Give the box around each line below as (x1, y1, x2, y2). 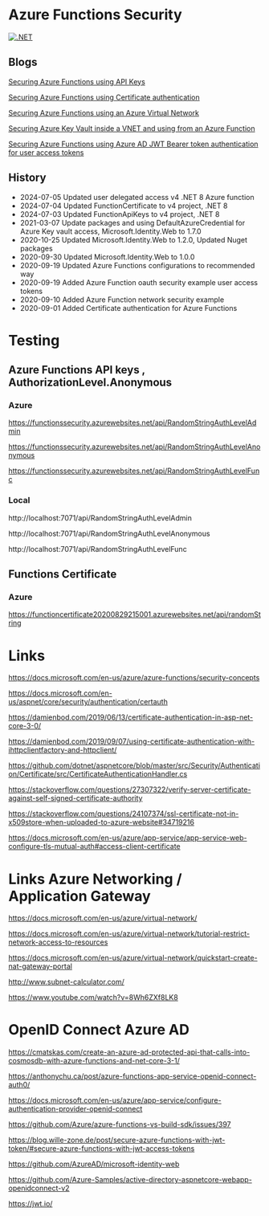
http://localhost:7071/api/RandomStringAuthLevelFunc (8, 544, 187, 553)
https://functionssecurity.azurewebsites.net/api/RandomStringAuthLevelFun (8, 466, 260, 475)
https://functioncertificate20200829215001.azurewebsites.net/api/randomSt (8, 610, 261, 619)
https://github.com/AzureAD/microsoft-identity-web (8, 1159, 180, 1169)
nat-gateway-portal (8, 961, 72, 971)
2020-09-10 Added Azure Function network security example (19, 295, 225, 304)
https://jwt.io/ (8, 1199, 53, 1209)
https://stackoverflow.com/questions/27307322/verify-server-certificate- (8, 785, 251, 794)
